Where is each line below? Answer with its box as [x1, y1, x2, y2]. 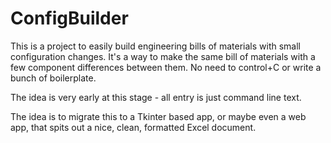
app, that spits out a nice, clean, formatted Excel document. [10, 121, 257, 133]
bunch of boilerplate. [10, 72, 97, 84]
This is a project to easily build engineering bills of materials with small [10, 40, 301, 52]
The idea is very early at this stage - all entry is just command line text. [10, 91, 302, 103]
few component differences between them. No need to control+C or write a [10, 61, 322, 73]
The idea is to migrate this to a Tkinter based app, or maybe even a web [10, 110, 307, 122]
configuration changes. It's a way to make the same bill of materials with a [10, 50, 316, 62]
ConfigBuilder [10, 7, 129, 30]
